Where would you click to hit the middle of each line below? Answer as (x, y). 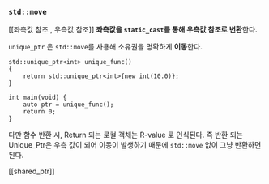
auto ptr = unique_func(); (68, 105)
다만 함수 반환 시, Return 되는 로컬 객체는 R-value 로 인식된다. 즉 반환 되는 (126, 135)
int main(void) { (38, 98)
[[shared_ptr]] (32, 171)
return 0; (40, 112)
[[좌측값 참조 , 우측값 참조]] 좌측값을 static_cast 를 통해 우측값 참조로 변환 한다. (133, 30)
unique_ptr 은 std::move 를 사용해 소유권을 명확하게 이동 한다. (105, 47)
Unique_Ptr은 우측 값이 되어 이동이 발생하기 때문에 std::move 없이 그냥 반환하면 (135, 145)
